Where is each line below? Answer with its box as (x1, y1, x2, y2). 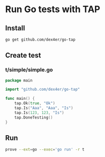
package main (5, 77, 33, 83)
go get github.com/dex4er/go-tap (5, 37, 76, 42)
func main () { (5, 96, 35, 101)
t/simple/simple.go (5, 66, 53, 73)
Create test (5, 51, 41, 60)
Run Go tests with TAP (5, 4, 100, 15)
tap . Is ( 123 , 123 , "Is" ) (14, 110, 65, 115)
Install (5, 24, 25, 32)
